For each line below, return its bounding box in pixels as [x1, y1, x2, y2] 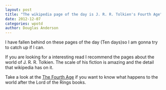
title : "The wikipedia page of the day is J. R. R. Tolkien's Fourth [5, 12, 152, 17]
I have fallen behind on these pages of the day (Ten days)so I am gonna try [5, 39, 158, 45]
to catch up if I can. [5, 45, 44, 50]
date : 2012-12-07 [5, 16, 41, 21]
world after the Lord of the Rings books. [5, 80, 86, 86]
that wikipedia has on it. [5, 65, 53, 71]
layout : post [5, 7, 32, 12]
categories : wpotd [5, 21, 43, 26]
